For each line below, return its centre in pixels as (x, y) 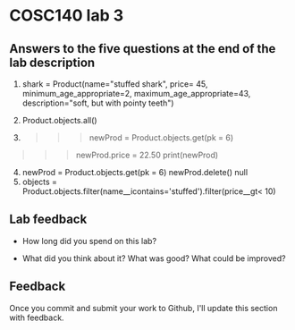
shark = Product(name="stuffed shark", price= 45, (115, 84)
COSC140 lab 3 (67, 16)
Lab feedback (48, 220)
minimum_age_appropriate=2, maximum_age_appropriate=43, (136, 93)
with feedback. (37, 317)
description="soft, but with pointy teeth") (98, 103)
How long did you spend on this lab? (89, 241)
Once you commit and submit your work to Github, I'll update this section (143, 308)
